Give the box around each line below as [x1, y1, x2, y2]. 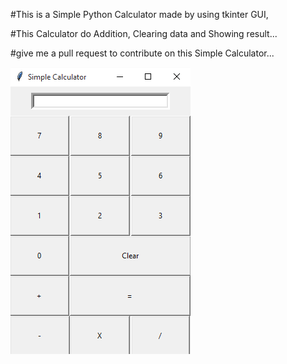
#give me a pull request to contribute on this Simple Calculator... [10, 47, 275, 59]
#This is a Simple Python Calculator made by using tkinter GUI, [10, 9, 269, 20]
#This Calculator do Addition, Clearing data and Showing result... [10, 28, 278, 39]
